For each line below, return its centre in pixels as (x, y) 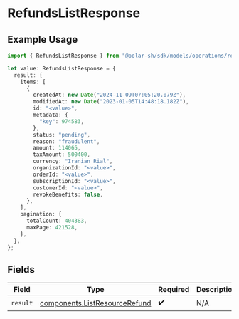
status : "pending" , (62, 135)
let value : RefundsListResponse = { (62, 68)
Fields (21, 270)
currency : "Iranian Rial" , (73, 162)
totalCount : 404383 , (57, 221)
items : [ (33, 82)
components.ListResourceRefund (96, 303)
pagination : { (41, 214)
